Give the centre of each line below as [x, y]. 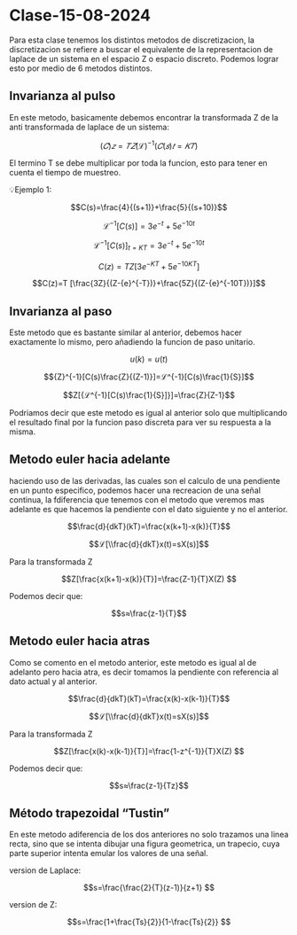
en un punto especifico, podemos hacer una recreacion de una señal [135, 490]
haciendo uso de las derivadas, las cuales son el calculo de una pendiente [145, 480]
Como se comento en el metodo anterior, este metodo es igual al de [133, 662]
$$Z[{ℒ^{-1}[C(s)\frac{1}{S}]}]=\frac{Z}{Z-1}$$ [149, 394]
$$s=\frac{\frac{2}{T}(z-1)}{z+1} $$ [149, 888]
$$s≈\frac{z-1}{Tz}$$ [149, 785]
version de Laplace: [45, 870]
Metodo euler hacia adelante [90, 460]
